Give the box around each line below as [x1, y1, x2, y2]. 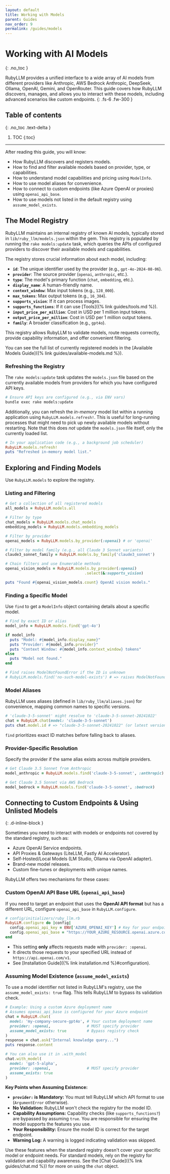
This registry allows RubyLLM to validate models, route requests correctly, [5, 329, 160, 335]
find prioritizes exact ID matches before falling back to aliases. [5, 732, 137, 738]
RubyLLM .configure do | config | [5, 920, 71, 926]
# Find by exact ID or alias [5, 619, 67, 624]
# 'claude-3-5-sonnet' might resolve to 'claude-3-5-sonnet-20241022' [5, 714, 157, 719]
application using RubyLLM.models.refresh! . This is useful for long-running [5, 414, 160, 420]
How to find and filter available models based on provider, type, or [12, 164, 151, 170]
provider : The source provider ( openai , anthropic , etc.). [12, 271, 129, 277]
